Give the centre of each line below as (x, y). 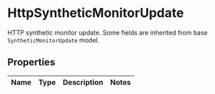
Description (83, 82)
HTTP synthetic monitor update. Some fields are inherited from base (107, 33)
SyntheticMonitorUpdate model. (53, 40)
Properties (31, 63)
